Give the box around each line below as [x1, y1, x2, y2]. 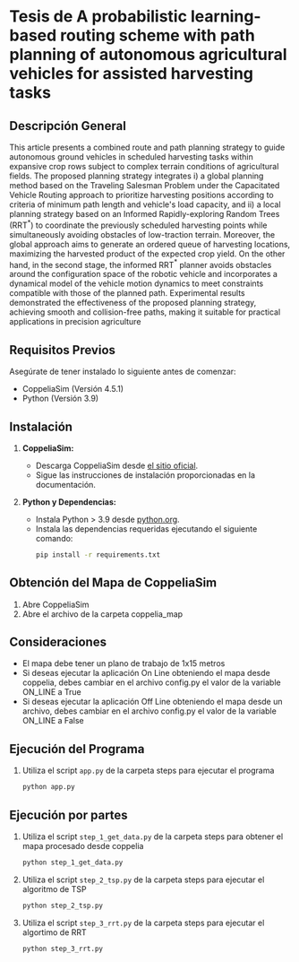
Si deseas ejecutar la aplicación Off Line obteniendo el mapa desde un [21, 697, 283, 707]
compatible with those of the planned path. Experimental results [9, 288, 245, 299]
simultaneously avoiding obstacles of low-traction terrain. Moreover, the [9, 229, 276, 239]
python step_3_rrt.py [21, 944, 103, 953]
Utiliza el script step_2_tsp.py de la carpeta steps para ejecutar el [21, 874, 265, 885]
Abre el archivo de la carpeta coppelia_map [21, 608, 184, 620]
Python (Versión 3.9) [21, 393, 99, 404]
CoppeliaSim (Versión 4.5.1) [21, 384, 124, 394]
